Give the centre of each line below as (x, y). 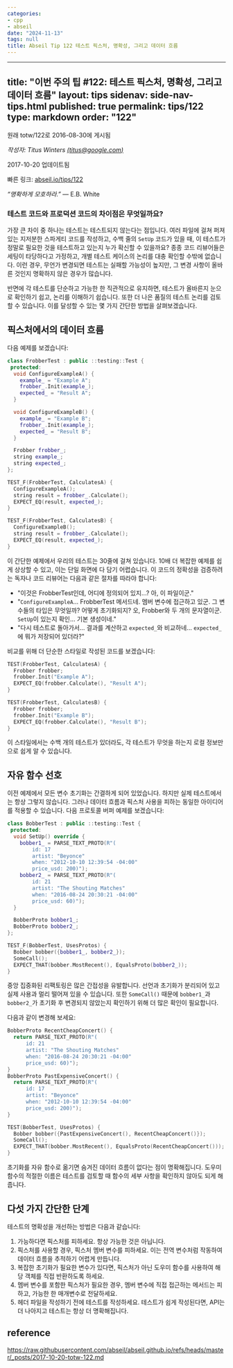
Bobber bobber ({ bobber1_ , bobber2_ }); (70, 952)
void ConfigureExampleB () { (54, 412)
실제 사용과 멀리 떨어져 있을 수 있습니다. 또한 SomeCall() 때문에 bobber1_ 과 (109, 994)
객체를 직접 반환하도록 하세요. (64, 1276)
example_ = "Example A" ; (55, 380)
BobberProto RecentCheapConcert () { (60, 1031)
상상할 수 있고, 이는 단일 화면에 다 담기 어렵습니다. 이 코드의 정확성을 (106, 569)
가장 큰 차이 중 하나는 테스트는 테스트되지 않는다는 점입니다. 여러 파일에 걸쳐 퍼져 (116, 231)
